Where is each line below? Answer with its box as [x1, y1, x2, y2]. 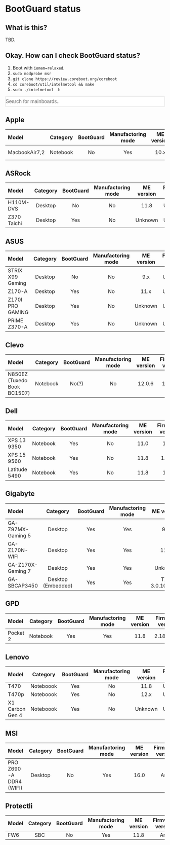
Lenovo [5, 652, 29, 662]
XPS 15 [8, 451, 26, 458]
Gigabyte [5, 490, 35, 498]
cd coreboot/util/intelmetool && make [12, 82, 95, 87]
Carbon [8, 706, 26, 713]
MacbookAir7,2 [8, 149, 45, 156]
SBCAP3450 [8, 582, 38, 589]
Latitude [8, 466, 27, 473]
